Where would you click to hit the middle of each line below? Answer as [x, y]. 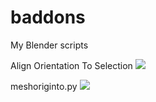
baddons [48, 17]
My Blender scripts [49, 45]
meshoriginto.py [44, 86]
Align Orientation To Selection [71, 65]
